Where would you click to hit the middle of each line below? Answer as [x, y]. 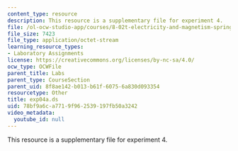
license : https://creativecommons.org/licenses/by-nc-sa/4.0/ [101, 60]
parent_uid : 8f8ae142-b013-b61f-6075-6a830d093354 [84, 86]
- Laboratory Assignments [45, 54]
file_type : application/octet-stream [63, 40]
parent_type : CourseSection [49, 80]
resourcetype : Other [38, 93]
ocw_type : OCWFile [34, 67]
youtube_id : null [39, 119]
